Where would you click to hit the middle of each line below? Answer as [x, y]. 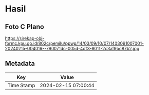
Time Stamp [21, 85]
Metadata [20, 64]
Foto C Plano [25, 27]
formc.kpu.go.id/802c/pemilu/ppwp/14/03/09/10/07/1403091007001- [74, 43]
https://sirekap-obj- [25, 38]
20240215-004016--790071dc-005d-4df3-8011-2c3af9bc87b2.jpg [72, 48]
